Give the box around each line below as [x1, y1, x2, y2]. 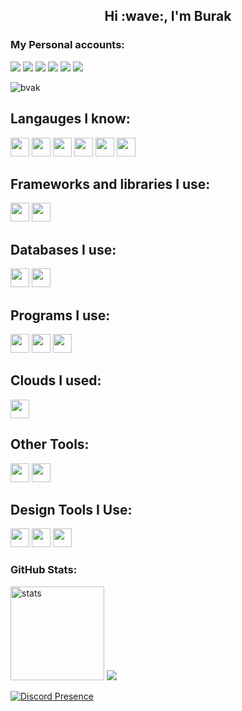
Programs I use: [10, 307, 111, 324]
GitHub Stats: [10, 563, 78, 577]
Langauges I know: [10, 110, 131, 128]
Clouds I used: [10, 372, 102, 389]
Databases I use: [10, 241, 117, 258]
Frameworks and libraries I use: [10, 175, 211, 193]
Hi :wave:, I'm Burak [104, 8, 232, 25]
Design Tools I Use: [10, 501, 133, 518]
